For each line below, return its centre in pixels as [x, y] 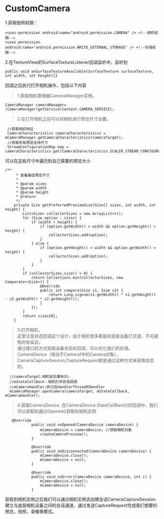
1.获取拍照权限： [21, 22]
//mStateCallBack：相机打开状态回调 [43, 382]
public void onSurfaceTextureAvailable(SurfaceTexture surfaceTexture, [79, 71]
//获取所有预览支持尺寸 [28, 143]
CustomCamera [38, 9]
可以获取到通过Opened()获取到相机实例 [57, 411]
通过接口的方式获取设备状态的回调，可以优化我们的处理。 [75, 348]
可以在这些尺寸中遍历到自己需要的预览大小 [48, 161]
